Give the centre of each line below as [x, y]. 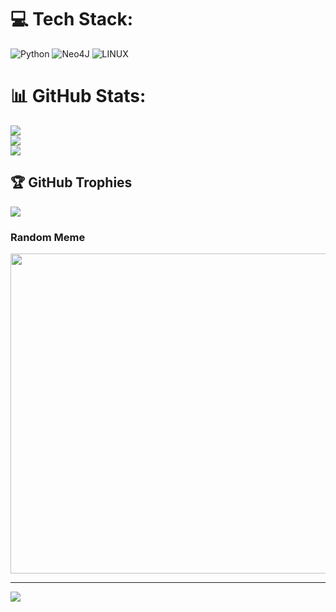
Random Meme [48, 237]
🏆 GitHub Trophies [71, 182]
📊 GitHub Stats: [78, 96]
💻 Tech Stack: [72, 19]
